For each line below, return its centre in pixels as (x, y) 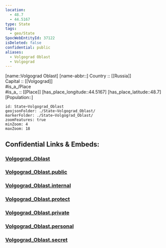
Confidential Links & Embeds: (52, 144)
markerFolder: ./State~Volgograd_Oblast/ (49, 116)
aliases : (14, 52)
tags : (11, 29)
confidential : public (28, 47)
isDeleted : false (23, 43)
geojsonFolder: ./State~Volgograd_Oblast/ (50, 111)
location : (16, 10)
